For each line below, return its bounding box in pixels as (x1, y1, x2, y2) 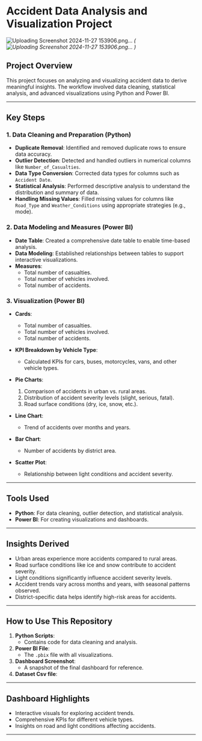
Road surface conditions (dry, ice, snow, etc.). (23, 401, 138, 408)
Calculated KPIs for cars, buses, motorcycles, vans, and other (23, 358, 177, 365)
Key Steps (6, 112, 45, 123)
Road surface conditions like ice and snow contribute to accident (14, 561, 176, 568)
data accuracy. (14, 150, 52, 158)
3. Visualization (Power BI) (6, 297, 85, 305)
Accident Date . (14, 176, 52, 183)
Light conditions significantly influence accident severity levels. (14, 574, 173, 581)
